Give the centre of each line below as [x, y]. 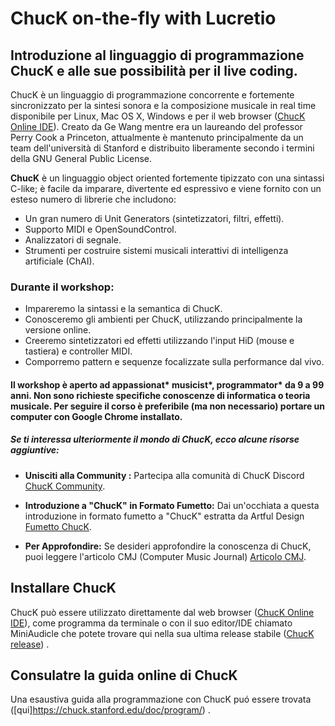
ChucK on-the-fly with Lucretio [143, 18]
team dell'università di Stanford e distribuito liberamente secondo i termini [162, 148]
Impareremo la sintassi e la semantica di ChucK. [123, 309]
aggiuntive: [35, 450]
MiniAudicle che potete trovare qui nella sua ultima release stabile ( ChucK [162, 633]
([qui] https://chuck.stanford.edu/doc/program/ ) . [110, 710]
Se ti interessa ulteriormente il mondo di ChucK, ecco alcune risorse [155, 439]
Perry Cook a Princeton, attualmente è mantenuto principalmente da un [157, 137]
